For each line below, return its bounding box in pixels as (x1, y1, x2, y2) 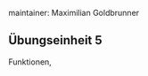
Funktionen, (8, 57, 53, 67)
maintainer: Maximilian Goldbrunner (8, 8, 140, 18)
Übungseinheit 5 (8, 33, 103, 48)
